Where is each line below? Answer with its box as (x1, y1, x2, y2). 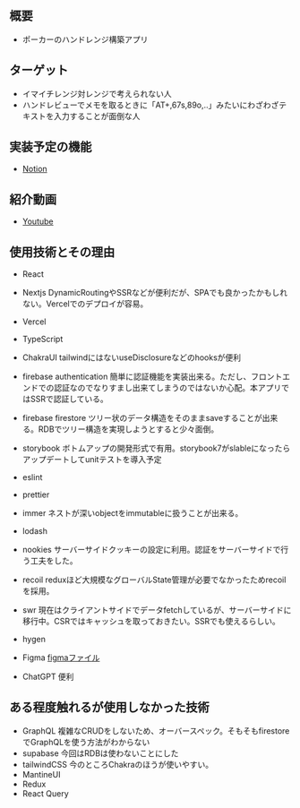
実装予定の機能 (9, 140, 92, 155)
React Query (21, 787, 69, 799)
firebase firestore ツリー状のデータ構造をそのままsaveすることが (21, 413, 262, 424)
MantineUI (21, 769, 61, 779)
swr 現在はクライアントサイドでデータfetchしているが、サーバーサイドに (21, 605, 292, 615)
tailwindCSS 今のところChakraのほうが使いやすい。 (21, 759, 214, 769)
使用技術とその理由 (9, 245, 116, 260)
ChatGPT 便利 (21, 671, 74, 683)
